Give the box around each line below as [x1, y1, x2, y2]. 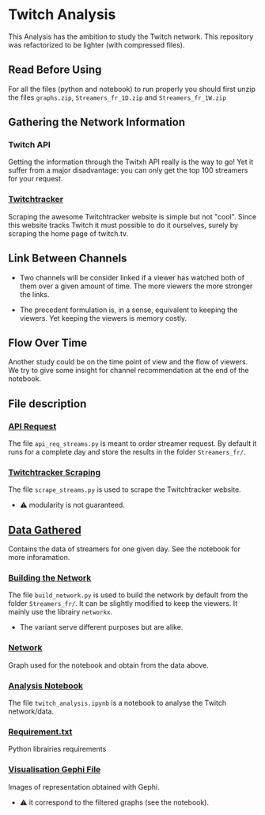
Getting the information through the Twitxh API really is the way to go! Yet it [8, 157, 254, 167]
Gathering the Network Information [8, 116, 186, 129]
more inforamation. [8, 553, 70, 562]
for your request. [8, 174, 63, 184]
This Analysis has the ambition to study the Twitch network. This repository [8, 32, 254, 41]
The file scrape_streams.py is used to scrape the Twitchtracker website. [8, 485, 241, 494]
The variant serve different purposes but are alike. [19, 623, 184, 632]
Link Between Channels [8, 252, 127, 265]
